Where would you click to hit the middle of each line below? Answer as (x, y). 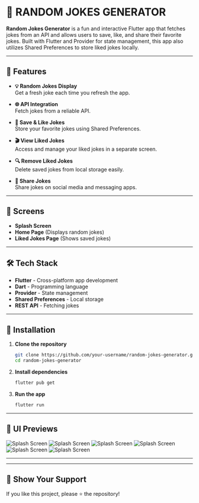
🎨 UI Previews (32, 429)
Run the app (30, 394)
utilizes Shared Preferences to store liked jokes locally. (73, 47)
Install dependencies (41, 372)
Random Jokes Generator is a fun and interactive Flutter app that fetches (96, 28)
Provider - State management (51, 293)
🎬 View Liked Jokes (40, 140)
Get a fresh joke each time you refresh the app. (72, 93)
